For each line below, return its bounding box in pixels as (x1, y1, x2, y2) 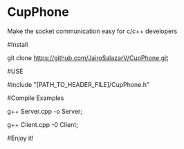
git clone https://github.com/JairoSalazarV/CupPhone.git (7, 53, 169, 62)
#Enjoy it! (7, 134, 34, 142)
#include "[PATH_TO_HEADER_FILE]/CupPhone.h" (7, 80, 150, 88)
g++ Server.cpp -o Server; (7, 107, 83, 115)
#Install (7, 40, 28, 48)
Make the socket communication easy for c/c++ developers (7, 27, 178, 35)
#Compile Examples (7, 94, 64, 102)
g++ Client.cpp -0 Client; (7, 120, 78, 128)
